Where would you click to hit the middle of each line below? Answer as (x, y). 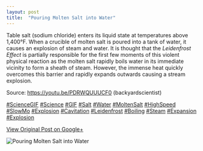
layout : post (23, 12)
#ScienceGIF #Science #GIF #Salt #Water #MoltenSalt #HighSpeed (91, 104)
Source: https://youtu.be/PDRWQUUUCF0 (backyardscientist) (84, 92)
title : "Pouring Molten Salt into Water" (61, 18)
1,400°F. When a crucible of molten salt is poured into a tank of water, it (96, 42)
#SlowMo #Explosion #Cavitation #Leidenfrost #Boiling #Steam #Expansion (101, 111)
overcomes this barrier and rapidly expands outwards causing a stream (96, 74)
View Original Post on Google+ (45, 129)
